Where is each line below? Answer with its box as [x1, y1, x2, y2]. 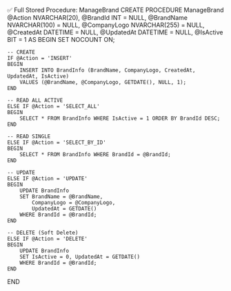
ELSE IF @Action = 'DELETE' [7, 235, 88, 242]
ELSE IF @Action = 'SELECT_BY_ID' [7, 139, 107, 146]
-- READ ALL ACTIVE [7, 97, 63, 104]
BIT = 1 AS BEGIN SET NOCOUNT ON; [7, 36, 115, 43]
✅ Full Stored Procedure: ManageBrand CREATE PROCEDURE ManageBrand [7, 6, 224, 14]
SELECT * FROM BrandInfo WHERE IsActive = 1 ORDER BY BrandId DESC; [19, 115, 221, 122]
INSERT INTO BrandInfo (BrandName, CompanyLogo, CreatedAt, [19, 67, 196, 74]
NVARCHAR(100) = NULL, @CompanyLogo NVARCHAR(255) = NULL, [7, 21, 205, 29]
